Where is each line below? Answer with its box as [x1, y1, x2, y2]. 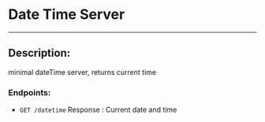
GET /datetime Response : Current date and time [19, 105, 177, 115]
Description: [8, 46, 71, 60]
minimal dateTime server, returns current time [8, 67, 156, 76]
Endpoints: [8, 87, 51, 98]
